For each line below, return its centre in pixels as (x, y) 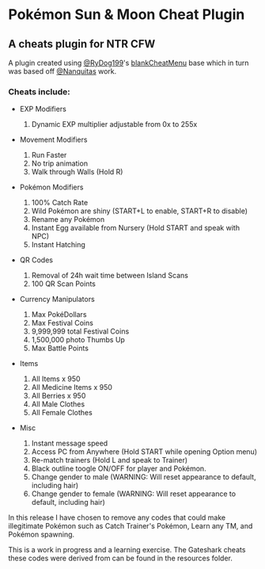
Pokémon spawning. (42, 535)
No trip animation (60, 163)
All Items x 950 (56, 379)
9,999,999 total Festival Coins (80, 331)
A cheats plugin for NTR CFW (82, 44)
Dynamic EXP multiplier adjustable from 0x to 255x (114, 124)
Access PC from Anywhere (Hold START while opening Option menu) (144, 452)
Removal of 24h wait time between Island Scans (110, 276)
